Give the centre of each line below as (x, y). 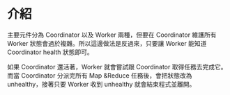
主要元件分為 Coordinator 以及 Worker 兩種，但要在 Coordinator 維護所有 (112, 35)
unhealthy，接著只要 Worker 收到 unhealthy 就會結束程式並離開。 (101, 84)
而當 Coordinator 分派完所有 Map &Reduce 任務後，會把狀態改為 (100, 75)
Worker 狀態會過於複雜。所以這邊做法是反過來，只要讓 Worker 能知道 (107, 43)
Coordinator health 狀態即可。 (51, 52)
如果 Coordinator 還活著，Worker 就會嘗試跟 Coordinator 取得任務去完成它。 (117, 67)
